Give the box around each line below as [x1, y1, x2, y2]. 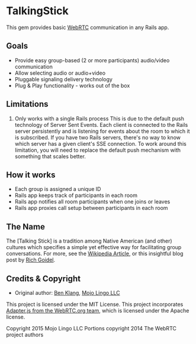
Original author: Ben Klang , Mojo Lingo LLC [14, 289, 120, 296]
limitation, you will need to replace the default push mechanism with [14, 146, 181, 154]
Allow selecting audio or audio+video [14, 69, 105, 77]
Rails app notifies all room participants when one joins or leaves [14, 198, 171, 205]
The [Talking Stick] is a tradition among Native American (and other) [6, 237, 173, 244]
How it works [6, 170, 56, 180]
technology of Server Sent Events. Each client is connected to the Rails [14, 121, 188, 128]
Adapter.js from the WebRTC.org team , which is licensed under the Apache [6, 307, 189, 314]
